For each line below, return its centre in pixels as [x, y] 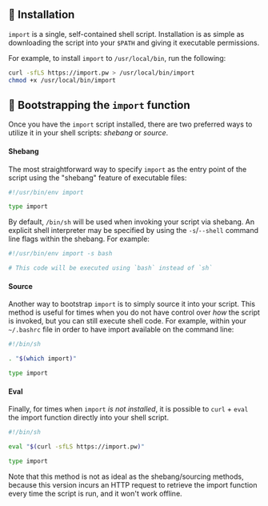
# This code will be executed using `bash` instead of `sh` [111, 268]
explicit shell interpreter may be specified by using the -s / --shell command [133, 231]
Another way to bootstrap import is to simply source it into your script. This [132, 304]
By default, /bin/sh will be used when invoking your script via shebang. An [131, 222]
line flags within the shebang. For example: [79, 239]
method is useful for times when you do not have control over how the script [134, 312]
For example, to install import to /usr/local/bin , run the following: [117, 58]
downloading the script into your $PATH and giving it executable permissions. [134, 42]
